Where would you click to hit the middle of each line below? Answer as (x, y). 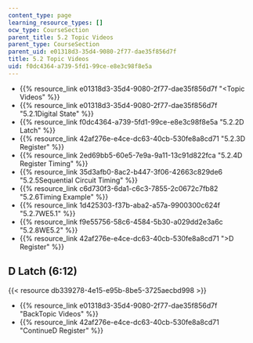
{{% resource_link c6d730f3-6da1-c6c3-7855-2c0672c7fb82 (119, 188)
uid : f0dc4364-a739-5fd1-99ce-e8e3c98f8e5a (80, 67)
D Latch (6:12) (43, 271)
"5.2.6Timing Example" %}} (64, 197)
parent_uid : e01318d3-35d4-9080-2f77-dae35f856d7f (92, 52)
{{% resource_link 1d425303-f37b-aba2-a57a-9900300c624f (120, 205)
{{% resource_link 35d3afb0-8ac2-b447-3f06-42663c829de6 (121, 171)
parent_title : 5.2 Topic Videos (61, 37)
